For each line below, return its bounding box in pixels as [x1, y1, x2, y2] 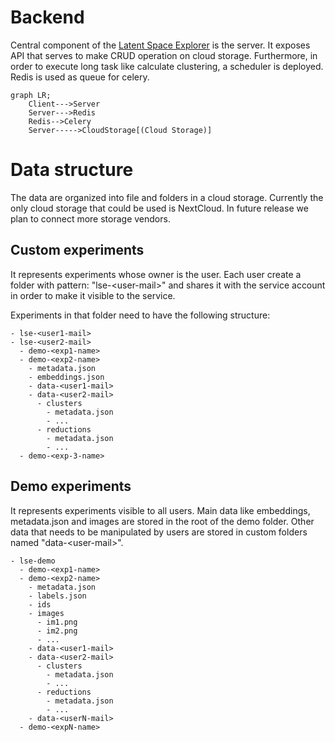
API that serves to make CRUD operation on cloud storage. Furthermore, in [10, 49, 318, 61]
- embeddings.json [28, 372, 105, 382]
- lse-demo [10, 556, 56, 566]
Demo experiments [10, 478, 132, 495]
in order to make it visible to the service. [10, 289, 176, 301]
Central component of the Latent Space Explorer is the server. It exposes [10, 39, 311, 51]
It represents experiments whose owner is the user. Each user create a [10, 268, 302, 280]
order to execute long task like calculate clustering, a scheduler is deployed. [10, 60, 324, 72]
